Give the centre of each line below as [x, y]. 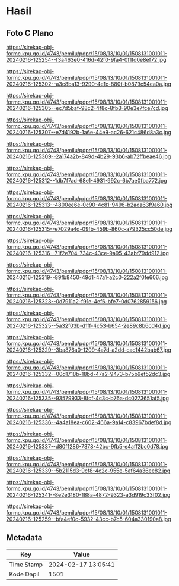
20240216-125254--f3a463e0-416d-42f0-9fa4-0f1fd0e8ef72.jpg [86, 60]
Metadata [24, 538]
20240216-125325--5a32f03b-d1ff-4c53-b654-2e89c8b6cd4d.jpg [88, 326]
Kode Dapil [24, 574]
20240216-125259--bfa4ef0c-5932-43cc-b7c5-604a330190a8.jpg [89, 519]
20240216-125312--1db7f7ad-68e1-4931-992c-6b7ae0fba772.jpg [87, 181]
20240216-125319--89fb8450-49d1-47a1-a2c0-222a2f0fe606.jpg [87, 277]
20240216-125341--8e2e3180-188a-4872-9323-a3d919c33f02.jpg [88, 495]
